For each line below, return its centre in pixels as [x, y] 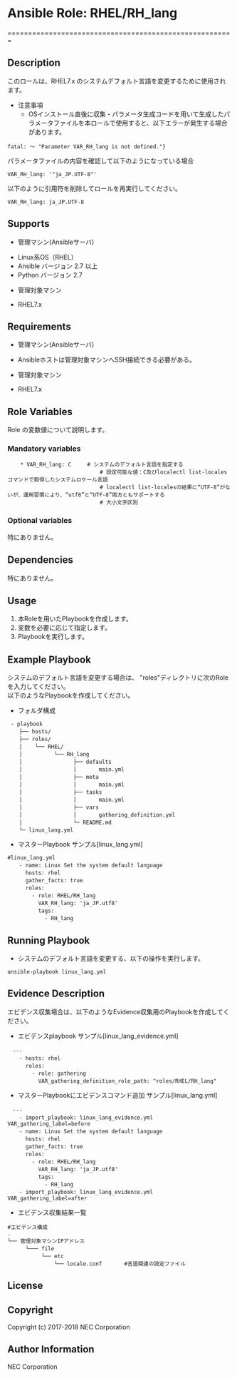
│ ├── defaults [65, 762]
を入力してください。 [38, 687]
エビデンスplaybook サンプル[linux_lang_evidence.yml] [98, 1036]
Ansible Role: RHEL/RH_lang [93, 13]
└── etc [53, 1256]
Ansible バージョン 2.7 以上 [58, 266]
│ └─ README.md [65, 823]
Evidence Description [56, 994]
